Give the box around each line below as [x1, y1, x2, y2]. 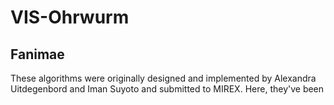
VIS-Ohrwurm [10, 6, 130, 29]
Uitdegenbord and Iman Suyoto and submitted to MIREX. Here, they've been [10, 83, 325, 95]
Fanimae [10, 46, 65, 63]
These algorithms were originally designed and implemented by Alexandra [10, 72, 317, 84]
